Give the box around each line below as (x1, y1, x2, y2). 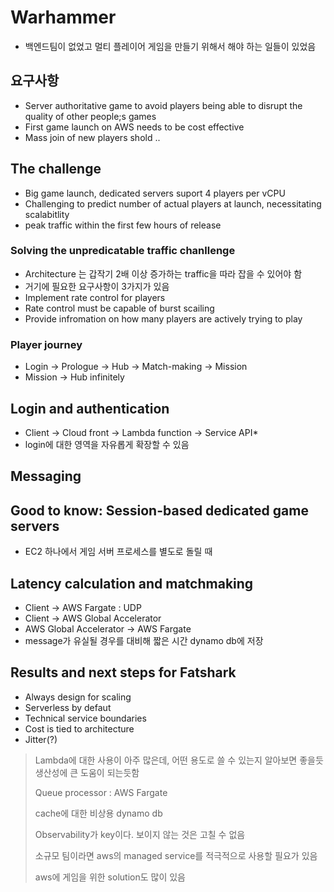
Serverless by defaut (24, 701, 112, 713)
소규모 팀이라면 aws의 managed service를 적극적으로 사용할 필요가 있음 (34, 849, 318, 861)
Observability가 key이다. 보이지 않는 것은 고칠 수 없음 (34, 828, 246, 840)
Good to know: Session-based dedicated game (10, 502, 309, 519)
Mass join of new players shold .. (24, 131, 161, 143)
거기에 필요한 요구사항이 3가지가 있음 (24, 280, 170, 292)
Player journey (10, 337, 83, 351)
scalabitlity (24, 208, 70, 220)
